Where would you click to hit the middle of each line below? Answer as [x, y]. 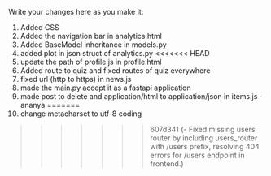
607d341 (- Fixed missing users [203, 129]
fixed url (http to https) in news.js [76, 79]
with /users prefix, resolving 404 [205, 146]
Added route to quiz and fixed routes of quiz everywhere [115, 71]
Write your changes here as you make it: [76, 12]
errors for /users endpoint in [197, 155]
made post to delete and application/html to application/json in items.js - [141, 96]
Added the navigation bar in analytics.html [91, 36]
